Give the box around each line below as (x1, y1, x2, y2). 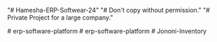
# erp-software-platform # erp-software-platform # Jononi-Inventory (7, 27, 207, 35)
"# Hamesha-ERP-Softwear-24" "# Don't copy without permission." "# (7, 6, 210, 14)
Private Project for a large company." (7, 13, 113, 22)
